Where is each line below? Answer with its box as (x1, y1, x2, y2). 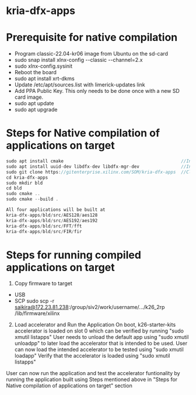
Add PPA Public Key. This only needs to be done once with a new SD (14, 88, 180, 95)
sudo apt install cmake (6, 158, 64, 164)
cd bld (6, 185, 22, 191)
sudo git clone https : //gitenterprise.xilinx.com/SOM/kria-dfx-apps (6, 169, 176, 175)
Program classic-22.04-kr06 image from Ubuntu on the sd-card (14, 50, 168, 57)
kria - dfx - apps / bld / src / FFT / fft (6, 223, 82, 229)
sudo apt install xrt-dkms (14, 75, 75, 82)
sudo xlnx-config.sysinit (14, 63, 73, 70)
